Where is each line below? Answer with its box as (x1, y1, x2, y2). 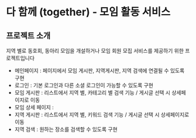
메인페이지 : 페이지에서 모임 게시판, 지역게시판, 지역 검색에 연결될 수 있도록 (14, 67, 185, 74)
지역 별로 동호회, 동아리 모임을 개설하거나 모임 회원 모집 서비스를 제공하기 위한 (6, 48, 184, 54)
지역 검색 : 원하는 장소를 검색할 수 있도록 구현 (14, 126, 118, 133)
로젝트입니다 (6, 55, 35, 62)
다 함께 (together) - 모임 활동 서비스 (6, 5, 171, 19)
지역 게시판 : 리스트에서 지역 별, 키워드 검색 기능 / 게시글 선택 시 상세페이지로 (14, 111, 190, 118)
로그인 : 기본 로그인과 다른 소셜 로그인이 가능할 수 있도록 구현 (14, 82, 154, 89)
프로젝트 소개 (6, 31, 51, 41)
